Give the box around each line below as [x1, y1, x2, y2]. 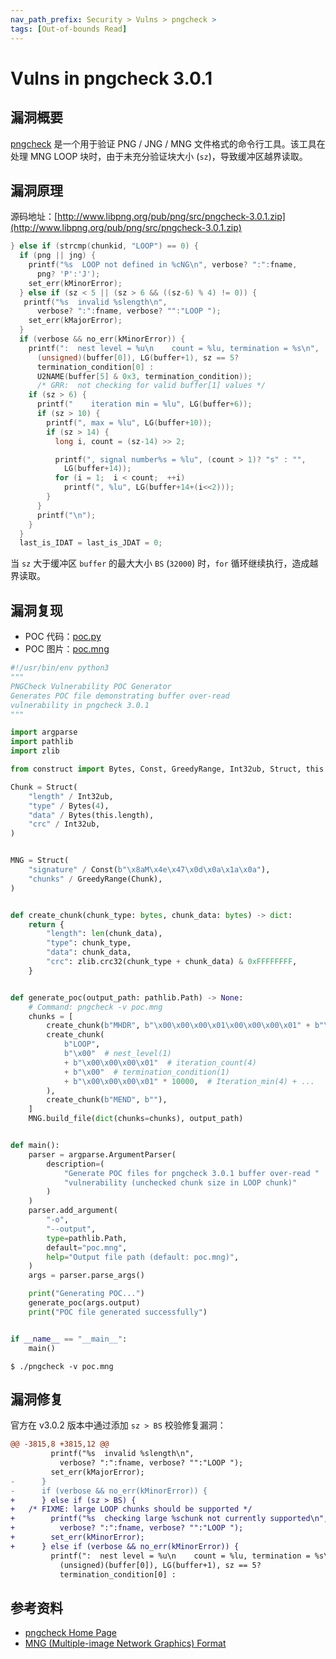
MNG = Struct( [10, 856, 70, 866]
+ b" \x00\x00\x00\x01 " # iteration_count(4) [63, 1057, 257, 1068]
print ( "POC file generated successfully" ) [28, 1307, 208, 1317]
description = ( [46, 1159, 105, 1169]
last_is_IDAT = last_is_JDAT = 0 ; [19, 538, 163, 548]
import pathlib [10, 737, 74, 747]
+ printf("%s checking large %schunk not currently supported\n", [10, 1514, 329, 1524]
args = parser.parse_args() [28, 1271, 145, 1281]
